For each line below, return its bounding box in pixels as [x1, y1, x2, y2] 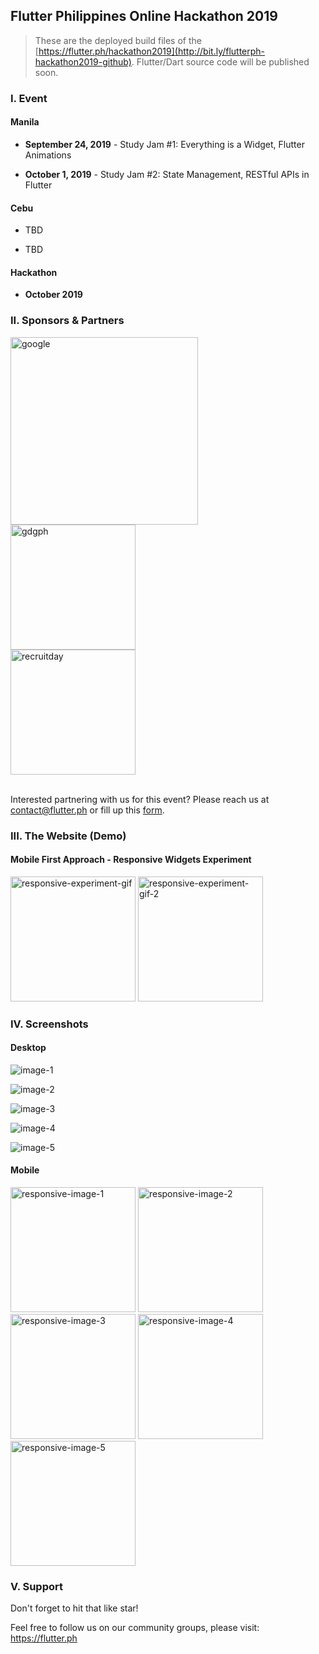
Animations [24, 149, 72, 161]
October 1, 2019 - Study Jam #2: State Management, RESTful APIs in [24, 168, 310, 180]
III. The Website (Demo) [10, 829, 127, 843]
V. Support [10, 1580, 64, 1594]
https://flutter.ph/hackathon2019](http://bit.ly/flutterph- [38, 45, 266, 57]
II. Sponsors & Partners [10, 314, 125, 328]
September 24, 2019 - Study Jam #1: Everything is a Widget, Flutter [24, 138, 305, 150]
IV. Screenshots [10, 1017, 89, 1031]
